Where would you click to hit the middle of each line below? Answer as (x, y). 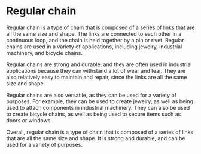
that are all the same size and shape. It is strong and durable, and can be (96, 138)
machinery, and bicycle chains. (44, 53)
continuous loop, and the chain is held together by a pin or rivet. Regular (95, 40)
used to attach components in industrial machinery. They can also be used (98, 107)
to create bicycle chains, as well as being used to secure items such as (94, 114)
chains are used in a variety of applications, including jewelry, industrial (94, 47)
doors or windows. (29, 120)
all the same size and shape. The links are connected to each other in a (94, 33)
